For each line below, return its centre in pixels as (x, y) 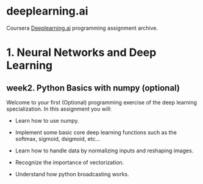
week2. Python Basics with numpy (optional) (93, 88)
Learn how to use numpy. (47, 120)
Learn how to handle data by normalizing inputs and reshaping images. (104, 151)
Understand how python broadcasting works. (72, 174)
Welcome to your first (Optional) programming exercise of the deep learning (101, 102)
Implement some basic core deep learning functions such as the (96, 132)
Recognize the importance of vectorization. (69, 162)
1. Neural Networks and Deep (81, 53)
